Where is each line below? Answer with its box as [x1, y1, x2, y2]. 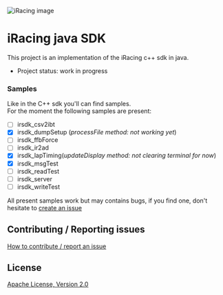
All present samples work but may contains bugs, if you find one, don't [7, 196, 208, 205]
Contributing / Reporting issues [7, 224, 146, 236]
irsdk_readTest [17, 167, 60, 175]
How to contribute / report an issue [7, 242, 107, 250]
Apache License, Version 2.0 [7, 280, 89, 289]
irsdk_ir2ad [17, 143, 50, 152]
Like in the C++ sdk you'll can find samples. [7, 100, 131, 108]
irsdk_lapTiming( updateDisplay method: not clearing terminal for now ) [17, 152, 217, 160]
